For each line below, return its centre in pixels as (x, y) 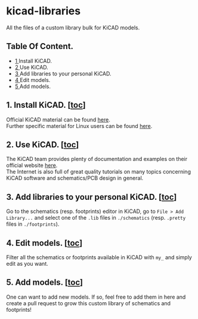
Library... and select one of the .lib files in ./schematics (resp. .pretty (96, 218)
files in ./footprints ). (33, 224)
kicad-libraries (44, 11)
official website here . (32, 165)
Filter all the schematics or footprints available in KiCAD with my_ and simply (99, 257)
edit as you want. (27, 264)
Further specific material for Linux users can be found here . (79, 126)
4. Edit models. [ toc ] (44, 243)
